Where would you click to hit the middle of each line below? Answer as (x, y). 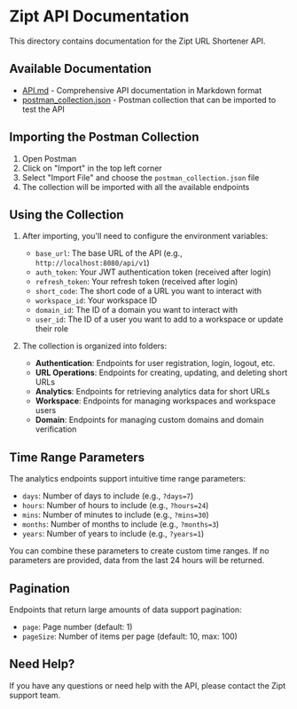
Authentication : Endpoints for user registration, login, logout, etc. (155, 363)
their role (52, 329)
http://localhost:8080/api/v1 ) (93, 263)
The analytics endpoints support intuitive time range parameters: (128, 479)
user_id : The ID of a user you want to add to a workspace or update (159, 319)
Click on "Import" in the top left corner (92, 168)
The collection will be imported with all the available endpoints (136, 187)
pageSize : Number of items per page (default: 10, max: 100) (129, 636)
